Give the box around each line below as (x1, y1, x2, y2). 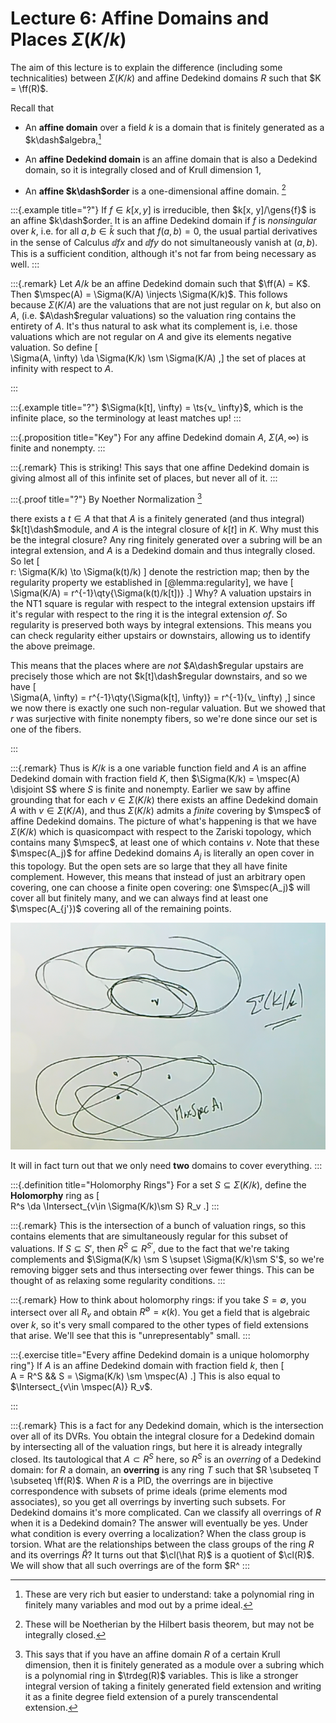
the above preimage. (10, 640, 96, 652)
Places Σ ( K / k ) (10, 28, 127, 51)
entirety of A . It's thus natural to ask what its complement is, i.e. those (10, 320, 298, 332)
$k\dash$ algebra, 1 (24, 132, 102, 146)
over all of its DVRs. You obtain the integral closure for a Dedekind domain (10, 1430, 315, 1442)
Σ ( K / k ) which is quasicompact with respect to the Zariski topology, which (10, 825, 312, 837)
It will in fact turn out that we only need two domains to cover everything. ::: (10, 1160, 323, 1172)
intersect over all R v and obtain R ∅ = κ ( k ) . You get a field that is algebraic (10, 1304, 311, 1321)
